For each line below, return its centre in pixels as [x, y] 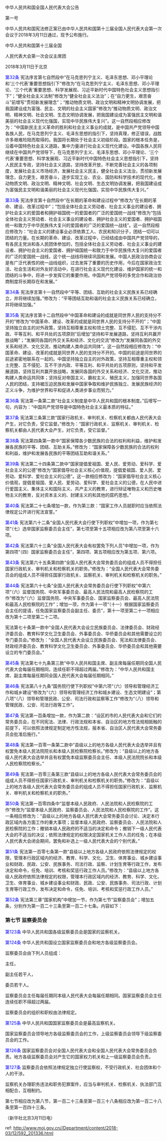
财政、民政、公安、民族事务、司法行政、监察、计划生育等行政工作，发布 [88, 864]
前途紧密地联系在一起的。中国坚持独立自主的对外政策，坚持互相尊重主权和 [81, 359]
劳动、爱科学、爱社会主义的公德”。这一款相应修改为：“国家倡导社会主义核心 [83, 476]
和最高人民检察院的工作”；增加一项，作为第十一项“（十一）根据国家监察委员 [82, 604]
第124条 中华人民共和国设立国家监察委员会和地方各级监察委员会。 [73, 943]
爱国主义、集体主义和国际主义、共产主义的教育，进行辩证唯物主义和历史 [83, 489]
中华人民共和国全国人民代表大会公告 [42, 7]
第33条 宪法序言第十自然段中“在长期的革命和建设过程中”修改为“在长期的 [79, 200]
